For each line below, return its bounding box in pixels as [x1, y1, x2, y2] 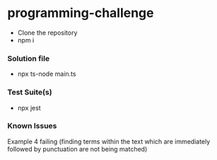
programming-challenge [7, 5, 154, 21]
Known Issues [7, 121, 57, 131]
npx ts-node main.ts [17, 69, 76, 79]
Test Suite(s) [7, 87, 52, 97]
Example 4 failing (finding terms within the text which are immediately [7, 137, 211, 146]
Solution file [7, 53, 50, 63]
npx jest [17, 103, 41, 112]
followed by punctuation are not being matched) [7, 144, 148, 153]
